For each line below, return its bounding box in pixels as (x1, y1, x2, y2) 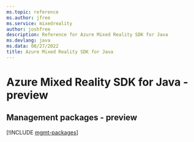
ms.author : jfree (6, 15, 51, 21)
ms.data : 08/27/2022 (6, 43, 59, 50)
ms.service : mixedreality (6, 20, 72, 26)
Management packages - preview (6, 113, 138, 123)
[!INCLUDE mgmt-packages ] (6, 129, 78, 136)
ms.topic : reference (6, 9, 59, 15)
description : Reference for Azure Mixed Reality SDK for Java (6, 32, 168, 38)
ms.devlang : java (6, 37, 51, 43)
